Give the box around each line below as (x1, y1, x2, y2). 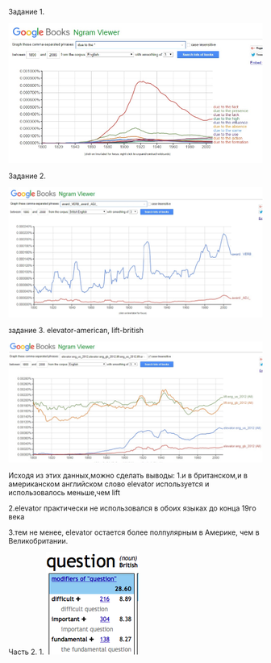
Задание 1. (8, 7, 45, 16)
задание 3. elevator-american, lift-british (8, 325, 144, 335)
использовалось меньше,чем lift (8, 487, 121, 497)
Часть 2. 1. (8, 647, 44, 657)
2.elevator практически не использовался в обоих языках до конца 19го (8, 503, 256, 513)
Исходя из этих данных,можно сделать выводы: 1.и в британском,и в (8, 470, 248, 480)
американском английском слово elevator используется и (8, 479, 210, 489)
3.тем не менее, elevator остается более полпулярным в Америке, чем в (8, 527, 260, 537)
